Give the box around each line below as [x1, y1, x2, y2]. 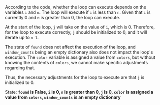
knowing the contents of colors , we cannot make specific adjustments [5, 60, 148, 65]
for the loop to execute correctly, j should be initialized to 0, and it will [5, 29, 147, 35]
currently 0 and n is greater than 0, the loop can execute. [5, 15, 121, 20]
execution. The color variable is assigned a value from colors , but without [5, 54, 156, 60]
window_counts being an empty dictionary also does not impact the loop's [5, 49, 153, 55]
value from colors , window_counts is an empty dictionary [5, 94, 121, 100]
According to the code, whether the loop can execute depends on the [5, 4, 147, 10]
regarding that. [5, 65, 35, 71]
